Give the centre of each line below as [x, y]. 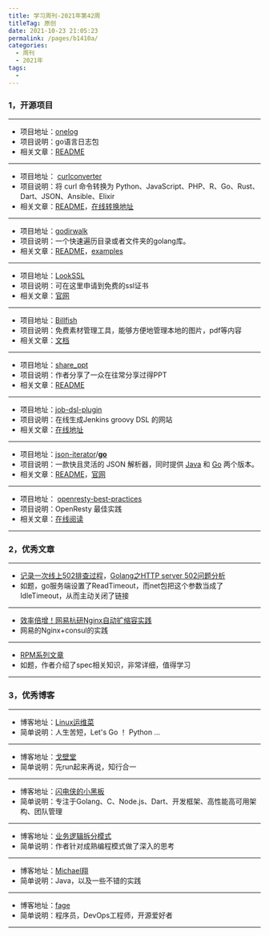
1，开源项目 [31, 105]
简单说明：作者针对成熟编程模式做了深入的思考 [97, 846]
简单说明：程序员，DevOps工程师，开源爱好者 [96, 915]
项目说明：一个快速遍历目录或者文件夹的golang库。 [105, 241]
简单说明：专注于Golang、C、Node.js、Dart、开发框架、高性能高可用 [134, 801]
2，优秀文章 [32, 549]
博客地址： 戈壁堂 [48, 756]
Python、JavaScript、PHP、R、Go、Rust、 [187, 186]
